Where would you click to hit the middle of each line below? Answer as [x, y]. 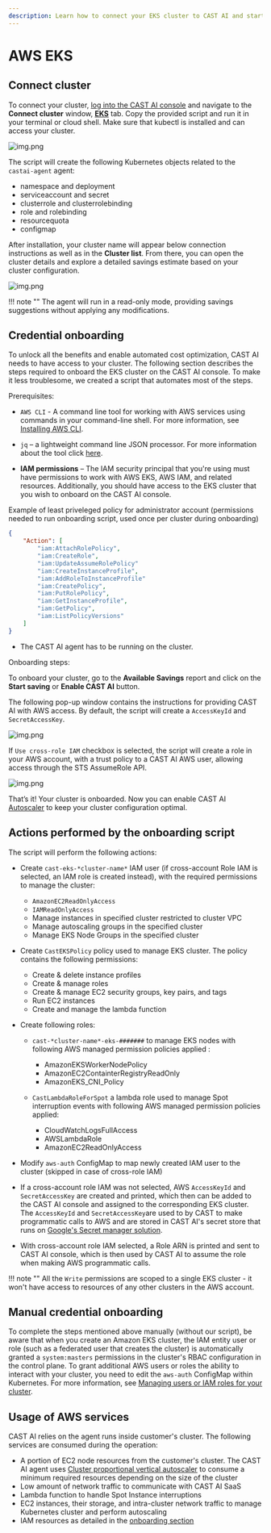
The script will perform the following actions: [83, 852]
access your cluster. [42, 131]
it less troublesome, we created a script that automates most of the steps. [131, 381]
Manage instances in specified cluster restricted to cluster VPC [137, 917]
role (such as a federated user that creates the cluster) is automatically [126, 1349]
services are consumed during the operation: [83, 1445]
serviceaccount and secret [65, 194]
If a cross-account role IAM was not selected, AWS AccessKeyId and [133, 1187]
